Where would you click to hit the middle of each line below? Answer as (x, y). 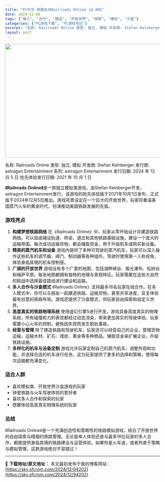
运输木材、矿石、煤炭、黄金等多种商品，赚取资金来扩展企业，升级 (92, 336)
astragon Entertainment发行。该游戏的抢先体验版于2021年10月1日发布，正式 (82, 194)
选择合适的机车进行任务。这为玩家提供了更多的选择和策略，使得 (90, 355)
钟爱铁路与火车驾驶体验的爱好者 (44, 392)
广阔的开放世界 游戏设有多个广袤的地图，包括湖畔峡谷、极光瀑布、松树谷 (86, 269)
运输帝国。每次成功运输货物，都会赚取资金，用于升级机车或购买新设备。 (85, 244)
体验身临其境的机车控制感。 (40, 262)
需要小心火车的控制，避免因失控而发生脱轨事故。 (62, 324)
